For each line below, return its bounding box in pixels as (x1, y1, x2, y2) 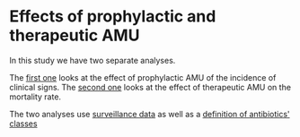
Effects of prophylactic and (9, 6, 216, 27)
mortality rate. (9, 91, 61, 102)
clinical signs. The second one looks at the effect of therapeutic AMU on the (9, 81, 292, 92)
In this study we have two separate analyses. (9, 55, 176, 65)
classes (9, 118, 38, 129)
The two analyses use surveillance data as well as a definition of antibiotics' (9, 108, 290, 119)
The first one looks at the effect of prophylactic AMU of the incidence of (9, 72, 277, 82)
